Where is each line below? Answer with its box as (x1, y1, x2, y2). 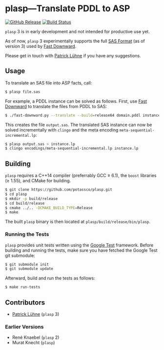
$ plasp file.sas (5, 89, 41, 94)
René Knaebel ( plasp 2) (12, 334, 60, 340)
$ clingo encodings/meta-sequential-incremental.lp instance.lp (5, 146, 139, 151)
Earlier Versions (5, 323, 44, 330)
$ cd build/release (5, 201, 45, 206)
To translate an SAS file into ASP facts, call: (5, 80, 92, 86)
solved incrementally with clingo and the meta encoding (5, 127, 119, 132)
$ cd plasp (5, 192, 27, 197)
